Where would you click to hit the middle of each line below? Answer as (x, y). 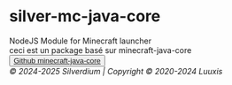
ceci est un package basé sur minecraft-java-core (101, 50)
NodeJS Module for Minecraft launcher (81, 41)
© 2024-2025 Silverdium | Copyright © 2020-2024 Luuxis (116, 71)
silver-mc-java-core (85, 16)
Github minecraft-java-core (58, 61)
